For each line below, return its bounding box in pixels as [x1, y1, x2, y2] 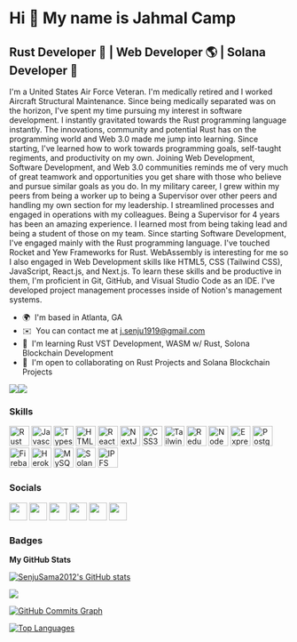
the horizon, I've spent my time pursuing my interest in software [9, 106, 242, 116]
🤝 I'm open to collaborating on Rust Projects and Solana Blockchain [21, 357, 270, 367]
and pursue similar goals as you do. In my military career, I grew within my [9, 181, 280, 191]
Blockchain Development [21, 348, 113, 358]
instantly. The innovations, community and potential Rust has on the [9, 124, 257, 134]
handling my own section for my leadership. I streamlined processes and [9, 200, 275, 210]
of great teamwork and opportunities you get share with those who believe [9, 172, 282, 181]
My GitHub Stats [9, 554, 72, 565]
